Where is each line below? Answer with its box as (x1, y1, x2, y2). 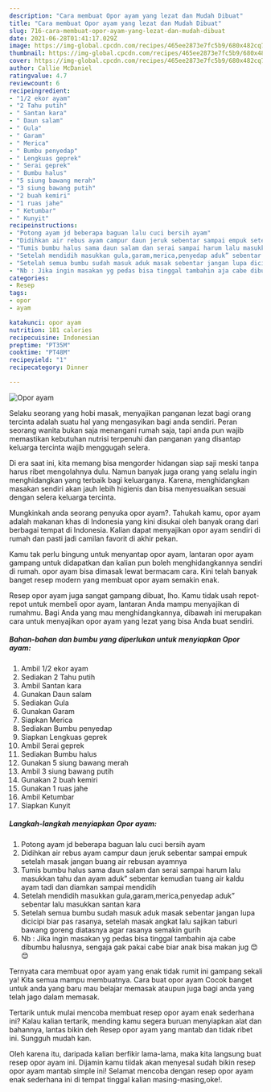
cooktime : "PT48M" (9, 348, 71, 357)
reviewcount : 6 (9, 79, 60, 87)
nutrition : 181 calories (9, 326, 92, 334)
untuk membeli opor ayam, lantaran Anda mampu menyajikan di (28, 599, 240, 608)
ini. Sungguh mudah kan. (9, 1033, 92, 1043)
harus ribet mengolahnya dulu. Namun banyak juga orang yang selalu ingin (9, 467, 257, 476)
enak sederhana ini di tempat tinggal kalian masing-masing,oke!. (9, 1074, 223, 1084)
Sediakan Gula (20, 698, 69, 708)
